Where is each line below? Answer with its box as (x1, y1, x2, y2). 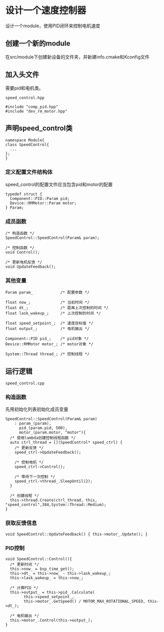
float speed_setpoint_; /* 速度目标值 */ (5, 321, 94, 326)
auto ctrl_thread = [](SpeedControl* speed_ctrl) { (10, 440, 123, 445)
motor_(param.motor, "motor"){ (18, 430, 86, 435)
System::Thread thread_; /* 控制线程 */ (5, 351, 90, 357)
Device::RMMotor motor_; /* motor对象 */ (5, 342, 94, 347)
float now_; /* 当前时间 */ (5, 300, 90, 305)
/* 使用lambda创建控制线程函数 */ (10, 435, 76, 441)
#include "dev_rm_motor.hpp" (5, 108, 68, 114)
